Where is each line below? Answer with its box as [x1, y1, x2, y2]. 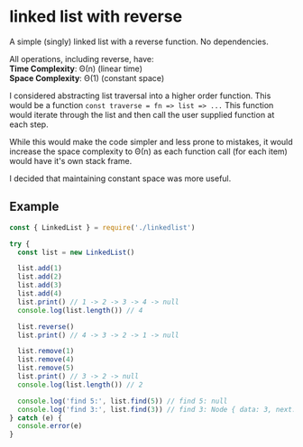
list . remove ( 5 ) [17, 363, 75, 373]
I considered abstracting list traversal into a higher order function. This [9, 90, 271, 101]
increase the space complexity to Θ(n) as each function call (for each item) [9, 146, 289, 157]
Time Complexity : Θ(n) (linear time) [9, 63, 142, 74]
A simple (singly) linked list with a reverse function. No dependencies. [9, 36, 269, 47]
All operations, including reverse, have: [9, 53, 154, 64]
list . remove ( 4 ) [17, 355, 75, 364]
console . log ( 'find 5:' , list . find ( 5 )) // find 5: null [17, 397, 228, 406]
